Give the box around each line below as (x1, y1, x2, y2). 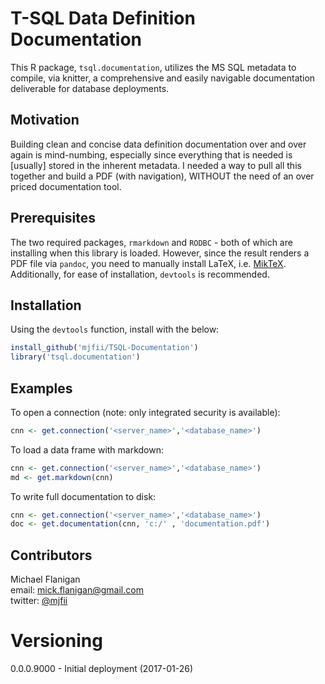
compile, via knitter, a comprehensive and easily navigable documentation (10, 72, 316, 84)
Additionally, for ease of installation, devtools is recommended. (10, 268, 270, 280)
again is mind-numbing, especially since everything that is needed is (10, 148, 293, 161)
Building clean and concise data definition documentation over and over (10, 138, 307, 150)
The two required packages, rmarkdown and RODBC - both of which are (10, 236, 293, 248)
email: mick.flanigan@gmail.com (10, 584, 144, 596)
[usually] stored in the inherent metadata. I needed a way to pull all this (10, 159, 302, 171)
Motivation (10, 112, 80, 129)
